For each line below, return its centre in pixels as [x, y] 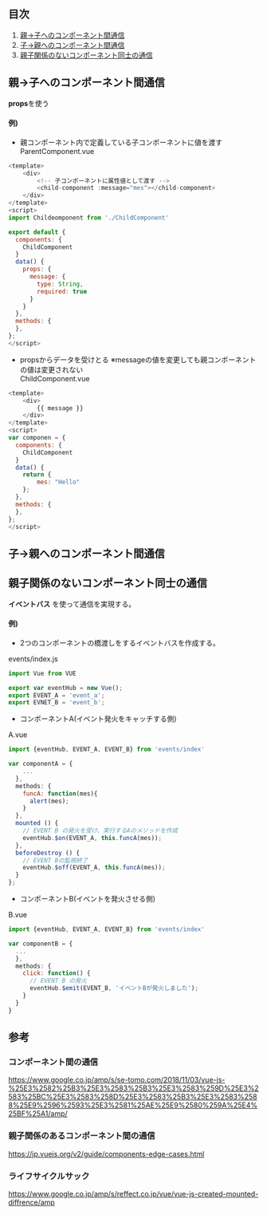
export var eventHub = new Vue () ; [66, 688]
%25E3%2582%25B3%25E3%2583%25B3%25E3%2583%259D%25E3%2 [133, 1088]
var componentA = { [41, 764]
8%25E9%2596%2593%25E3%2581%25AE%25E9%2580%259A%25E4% [133, 1105]
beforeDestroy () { [48, 853]
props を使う [29, 103]
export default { [37, 232]
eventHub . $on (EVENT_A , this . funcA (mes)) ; [92, 838]
